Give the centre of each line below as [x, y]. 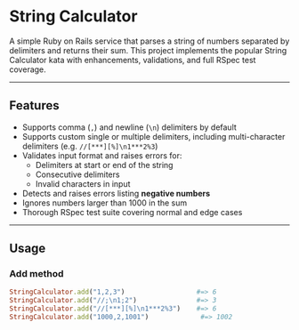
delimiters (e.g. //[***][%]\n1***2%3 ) [90, 146]
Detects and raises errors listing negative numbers [116, 193]
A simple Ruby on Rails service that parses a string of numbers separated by [149, 41]
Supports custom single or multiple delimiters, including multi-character [154, 136]
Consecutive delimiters [77, 174]
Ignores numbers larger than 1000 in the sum [105, 203]
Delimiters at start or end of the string [104, 165]
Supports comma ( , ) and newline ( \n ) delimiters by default [129, 127]
